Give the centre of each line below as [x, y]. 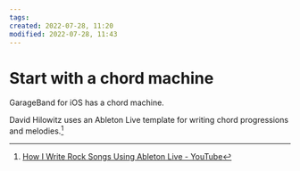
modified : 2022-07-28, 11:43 [63, 34]
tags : [19, 17]
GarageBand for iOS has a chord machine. [87, 102]
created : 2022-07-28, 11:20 [62, 26]
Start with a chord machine [112, 78]
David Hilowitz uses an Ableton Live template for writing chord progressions [149, 120]
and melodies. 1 [37, 130]
